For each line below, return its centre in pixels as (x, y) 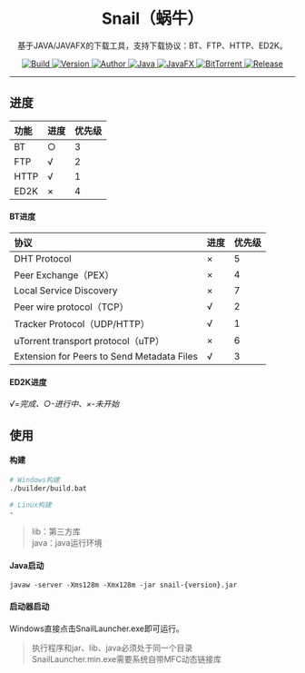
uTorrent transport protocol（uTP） (89, 341)
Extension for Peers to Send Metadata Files (106, 356)
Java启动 (27, 565)
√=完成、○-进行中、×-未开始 (64, 404)
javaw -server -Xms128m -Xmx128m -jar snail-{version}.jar (123, 585)
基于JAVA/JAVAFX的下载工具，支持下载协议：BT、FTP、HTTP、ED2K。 (152, 45)
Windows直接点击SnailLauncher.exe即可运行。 (97, 628)
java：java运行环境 (67, 543)
